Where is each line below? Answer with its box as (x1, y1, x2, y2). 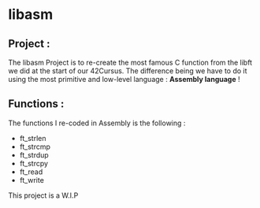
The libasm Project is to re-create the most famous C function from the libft (8, 58, 253, 67)
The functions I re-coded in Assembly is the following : (8, 118, 186, 128)
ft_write (19, 175, 45, 184)
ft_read (19, 167, 43, 176)
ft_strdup (19, 150, 49, 159)
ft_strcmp (19, 142, 51, 151)
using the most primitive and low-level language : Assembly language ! (8, 75, 240, 84)
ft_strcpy (19, 158, 49, 168)
